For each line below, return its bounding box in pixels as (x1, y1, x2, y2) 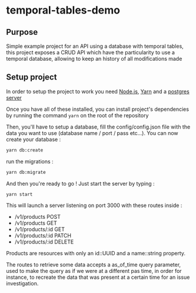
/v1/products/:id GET (14, 226, 65, 233)
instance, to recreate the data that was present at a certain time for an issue (6, 274, 190, 281)
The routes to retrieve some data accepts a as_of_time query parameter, (6, 261, 181, 268)
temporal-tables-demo (6, 4, 121, 17)
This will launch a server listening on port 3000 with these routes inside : (6, 202, 182, 209)
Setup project (6, 72, 57, 83)
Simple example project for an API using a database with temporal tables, (6, 42, 184, 50)
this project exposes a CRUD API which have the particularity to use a (6, 49, 175, 56)
